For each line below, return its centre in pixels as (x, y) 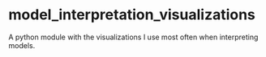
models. (22, 45)
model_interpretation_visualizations (132, 15)
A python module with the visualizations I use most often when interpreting (133, 37)
